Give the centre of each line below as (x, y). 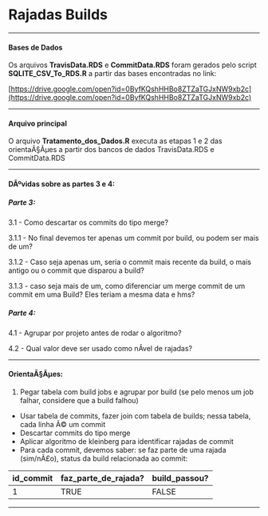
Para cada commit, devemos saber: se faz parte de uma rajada (123, 450)
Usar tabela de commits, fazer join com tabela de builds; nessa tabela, (135, 416)
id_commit (33, 478)
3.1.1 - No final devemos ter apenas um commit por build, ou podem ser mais (134, 238)
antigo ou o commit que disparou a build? (77, 270)
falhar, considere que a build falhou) (79, 401)
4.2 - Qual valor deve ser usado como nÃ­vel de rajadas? (100, 348)
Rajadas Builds (58, 15)
